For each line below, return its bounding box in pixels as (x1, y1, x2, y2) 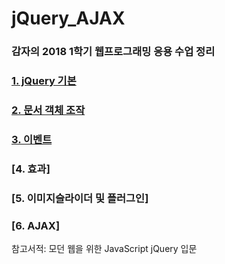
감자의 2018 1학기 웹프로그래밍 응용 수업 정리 (11, 45, 216, 59)
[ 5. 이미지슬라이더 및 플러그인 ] (11, 191, 149, 205)
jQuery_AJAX (11, 7, 126, 30)
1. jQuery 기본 (11, 74, 77, 88)
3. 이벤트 (11, 132, 53, 146)
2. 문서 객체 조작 (11, 103, 86, 117)
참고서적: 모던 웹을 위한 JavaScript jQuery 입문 (11, 243, 198, 255)
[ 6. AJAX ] (11, 218, 61, 232)
